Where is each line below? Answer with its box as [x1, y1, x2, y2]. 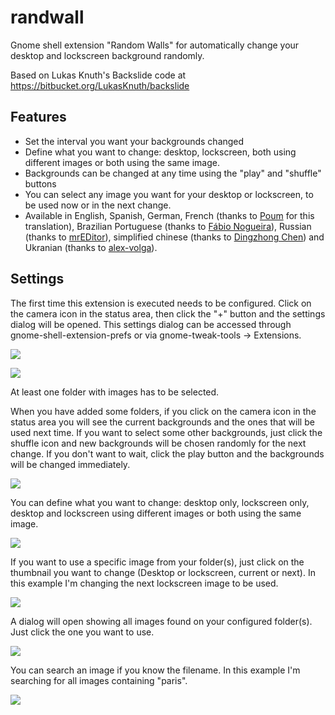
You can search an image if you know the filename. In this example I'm [10, 664, 301, 676]
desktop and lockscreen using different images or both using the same [10, 507, 302, 519]
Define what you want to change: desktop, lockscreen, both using [24, 146, 297, 158]
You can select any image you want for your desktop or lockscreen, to [24, 188, 314, 200]
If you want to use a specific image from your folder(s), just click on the [10, 556, 305, 568]
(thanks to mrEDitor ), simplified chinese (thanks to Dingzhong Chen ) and [24, 231, 325, 243]
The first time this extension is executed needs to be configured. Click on [10, 297, 312, 309]
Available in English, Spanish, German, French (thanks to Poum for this [24, 209, 315, 221]
